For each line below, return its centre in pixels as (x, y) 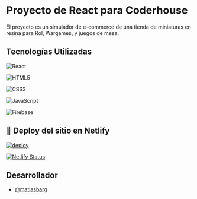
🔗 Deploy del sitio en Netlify (58, 131)
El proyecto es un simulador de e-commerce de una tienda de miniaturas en (98, 27)
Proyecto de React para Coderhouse (97, 10)
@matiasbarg (31, 189)
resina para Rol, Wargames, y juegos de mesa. (63, 33)
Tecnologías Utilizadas (49, 52)
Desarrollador (32, 175)
